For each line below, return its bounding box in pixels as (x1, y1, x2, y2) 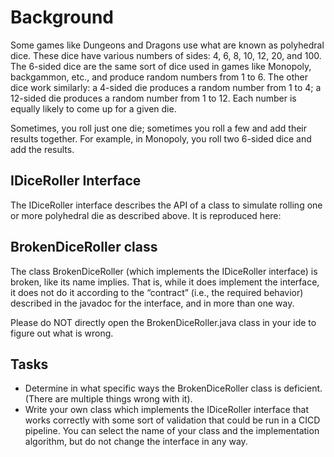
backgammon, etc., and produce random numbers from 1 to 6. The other (10, 71, 308, 83)
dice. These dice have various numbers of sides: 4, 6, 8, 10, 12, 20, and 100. (10, 49, 322, 61)
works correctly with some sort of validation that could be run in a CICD (24, 414, 321, 426)
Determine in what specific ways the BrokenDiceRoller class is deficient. (24, 382, 323, 395)
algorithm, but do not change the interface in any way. (24, 436, 248, 448)
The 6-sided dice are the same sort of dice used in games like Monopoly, (10, 60, 312, 72)
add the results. (10, 143, 75, 155)
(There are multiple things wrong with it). (24, 393, 193, 405)
